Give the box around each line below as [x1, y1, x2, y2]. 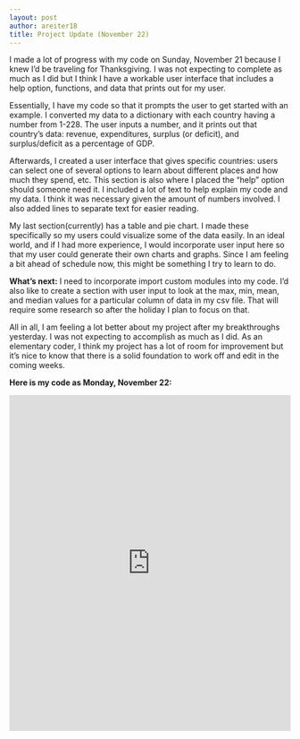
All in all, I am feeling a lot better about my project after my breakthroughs [9, 322, 280, 332]
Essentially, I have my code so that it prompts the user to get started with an [9, 100, 288, 111]
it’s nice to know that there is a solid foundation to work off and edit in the [9, 350, 279, 361]
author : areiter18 [9, 21, 78, 30]
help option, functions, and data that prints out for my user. [9, 82, 226, 94]
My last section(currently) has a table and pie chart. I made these [9, 220, 249, 231]
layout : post [9, 13, 58, 22]
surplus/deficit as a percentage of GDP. [9, 138, 154, 149]
